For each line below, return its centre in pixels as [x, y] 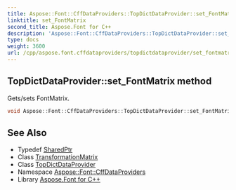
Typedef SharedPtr [45, 150]
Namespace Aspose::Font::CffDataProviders [81, 172]
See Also [27, 133]
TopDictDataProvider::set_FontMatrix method [110, 81]
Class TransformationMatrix [58, 157]
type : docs [23, 40]
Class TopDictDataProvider [57, 165]
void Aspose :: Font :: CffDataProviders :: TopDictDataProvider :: [99, 111]
